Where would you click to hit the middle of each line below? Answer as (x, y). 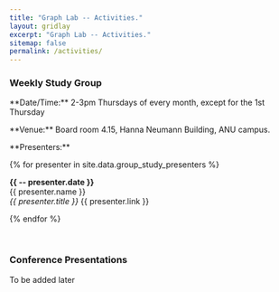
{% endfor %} (35, 219)
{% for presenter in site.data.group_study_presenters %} (114, 165)
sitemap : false (38, 43)
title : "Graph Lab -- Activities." (76, 18)
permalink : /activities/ (56, 52)
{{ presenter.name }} (47, 192)
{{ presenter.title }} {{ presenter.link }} (79, 202)
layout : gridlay (40, 26)
